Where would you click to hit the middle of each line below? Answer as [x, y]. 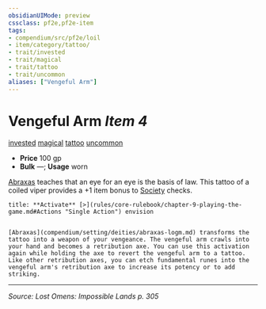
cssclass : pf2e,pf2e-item [51, 23]
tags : [17, 30]
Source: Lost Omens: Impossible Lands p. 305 [84, 296]
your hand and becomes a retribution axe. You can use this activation [129, 246]
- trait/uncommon [37, 74]
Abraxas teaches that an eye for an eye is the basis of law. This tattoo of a [129, 182]
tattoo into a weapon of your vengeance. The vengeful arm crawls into [129, 240]
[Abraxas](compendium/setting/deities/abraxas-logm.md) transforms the [129, 233]
